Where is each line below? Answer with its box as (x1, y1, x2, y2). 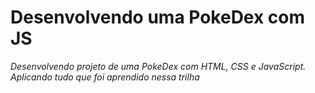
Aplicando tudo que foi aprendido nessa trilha (10, 71, 200, 83)
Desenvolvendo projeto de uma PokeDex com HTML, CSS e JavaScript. (10, 60, 307, 72)
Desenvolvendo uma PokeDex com (10, 6, 306, 29)
